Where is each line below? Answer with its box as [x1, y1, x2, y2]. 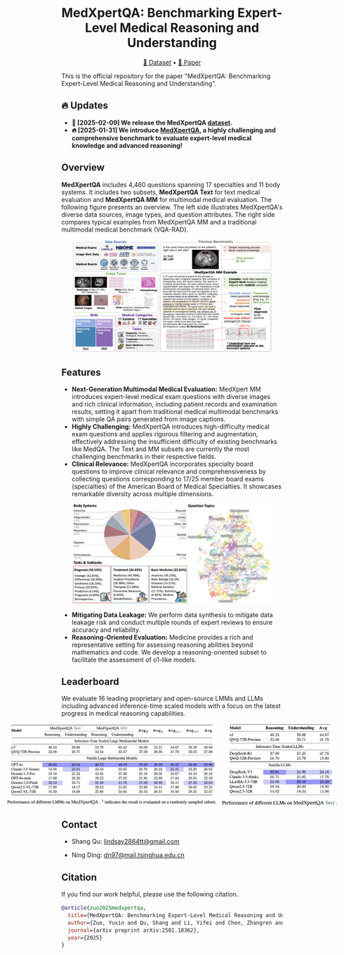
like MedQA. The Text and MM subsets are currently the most [71, 445, 250, 453]
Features [61, 366, 101, 378]
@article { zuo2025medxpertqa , [61, 904, 147, 912]
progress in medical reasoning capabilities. [61, 709, 186, 718]
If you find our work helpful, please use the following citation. [61, 890, 239, 899]
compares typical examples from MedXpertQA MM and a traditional [61, 217, 257, 226]
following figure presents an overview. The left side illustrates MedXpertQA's [61, 203, 283, 211]
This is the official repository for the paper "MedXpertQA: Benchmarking [61, 72, 271, 80]
